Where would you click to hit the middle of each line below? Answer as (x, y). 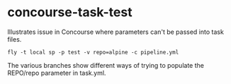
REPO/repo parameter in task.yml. (57, 73)
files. (15, 39)
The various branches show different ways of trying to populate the (106, 65)
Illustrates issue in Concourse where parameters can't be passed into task (116, 32)
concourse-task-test (70, 12)
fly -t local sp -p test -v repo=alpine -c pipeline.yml (93, 52)
